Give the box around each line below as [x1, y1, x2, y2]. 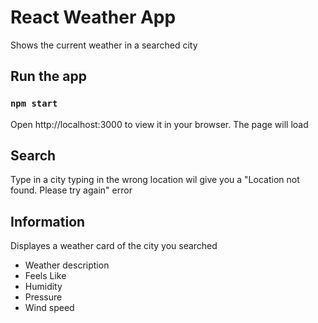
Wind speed [24, 302, 75, 314]
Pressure [24, 291, 63, 303]
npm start [10, 98, 58, 110]
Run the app [10, 68, 87, 85]
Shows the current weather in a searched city [10, 39, 198, 51]
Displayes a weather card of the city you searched [10, 240, 218, 252]
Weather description [24, 259, 110, 271]
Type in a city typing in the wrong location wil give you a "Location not [10, 174, 300, 186]
